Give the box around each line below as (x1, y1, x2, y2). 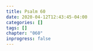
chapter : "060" (6, 30, 43, 36)
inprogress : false (6, 36, 51, 42)
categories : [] (6, 19, 43, 25)
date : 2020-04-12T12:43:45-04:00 (6, 14, 88, 20)
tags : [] (6, 25, 27, 31)
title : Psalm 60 (6, 8, 46, 15)
